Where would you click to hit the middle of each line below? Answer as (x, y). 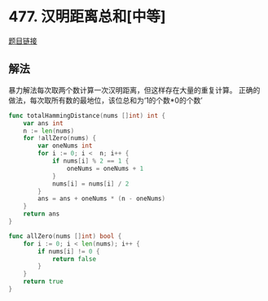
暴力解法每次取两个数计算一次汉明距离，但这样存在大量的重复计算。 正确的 (134, 89)
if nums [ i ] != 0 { (69, 251)
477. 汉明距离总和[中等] (87, 17)
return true (43, 281)
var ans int (43, 123)
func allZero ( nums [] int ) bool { (65, 236)
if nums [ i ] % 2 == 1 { (90, 161)
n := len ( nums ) (49, 131)
